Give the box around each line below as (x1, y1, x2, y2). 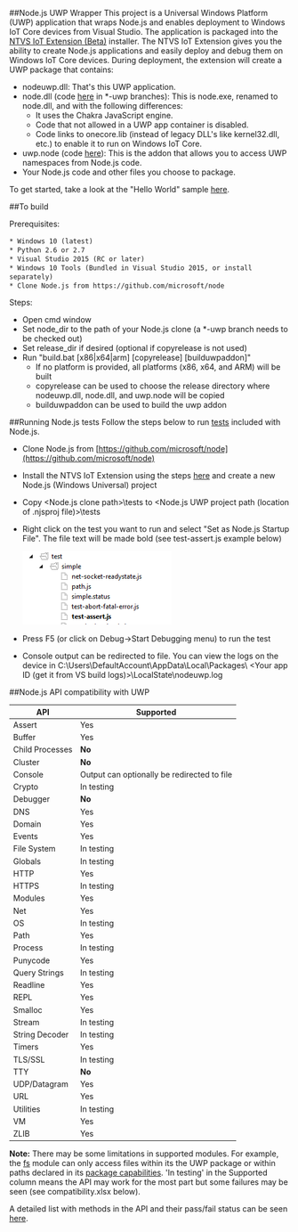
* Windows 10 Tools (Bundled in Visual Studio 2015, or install (9, 264, 253, 273)
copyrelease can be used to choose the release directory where (35, 380, 270, 391)
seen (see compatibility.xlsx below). (9, 1186, 141, 1196)
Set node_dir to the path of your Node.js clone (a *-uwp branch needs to (21, 324, 289, 334)
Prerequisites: (9, 218, 60, 229)
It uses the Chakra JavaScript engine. (35, 110, 173, 120)
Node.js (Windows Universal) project (21, 480, 157, 490)
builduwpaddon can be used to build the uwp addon (35, 400, 227, 410)
